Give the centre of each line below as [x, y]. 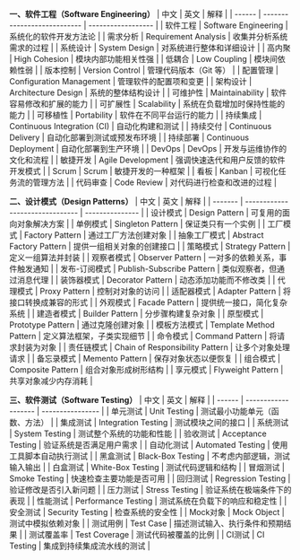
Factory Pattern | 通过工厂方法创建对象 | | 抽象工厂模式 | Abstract [144, 235]
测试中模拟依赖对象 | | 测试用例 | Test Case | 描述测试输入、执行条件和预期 [146, 523]
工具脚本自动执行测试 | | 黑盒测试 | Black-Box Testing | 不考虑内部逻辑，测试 [150, 456]
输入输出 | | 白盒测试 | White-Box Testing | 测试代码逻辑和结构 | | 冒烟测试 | [147, 467]
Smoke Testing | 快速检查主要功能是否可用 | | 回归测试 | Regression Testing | [150, 478]
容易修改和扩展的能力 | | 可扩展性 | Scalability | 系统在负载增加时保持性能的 [147, 104]
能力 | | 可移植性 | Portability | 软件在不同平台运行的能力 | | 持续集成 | [136, 115]
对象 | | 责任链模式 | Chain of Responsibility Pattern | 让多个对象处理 [165, 347]
